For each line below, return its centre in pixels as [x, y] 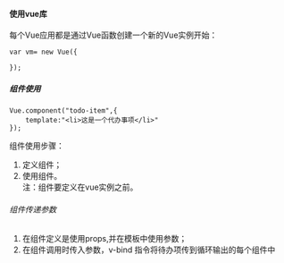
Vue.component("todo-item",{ [63, 111]
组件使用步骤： [37, 146]
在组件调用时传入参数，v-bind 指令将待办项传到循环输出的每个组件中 [149, 250]
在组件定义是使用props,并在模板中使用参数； [104, 239]
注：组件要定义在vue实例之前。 [80, 187]
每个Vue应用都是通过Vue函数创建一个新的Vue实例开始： [113, 35]
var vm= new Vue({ [43, 52]
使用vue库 [28, 13]
